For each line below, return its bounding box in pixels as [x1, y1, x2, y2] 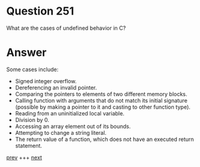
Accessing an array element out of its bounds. [15, 123, 131, 130]
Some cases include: [6, 66, 59, 73]
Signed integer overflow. [15, 77, 77, 84]
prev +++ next [6, 154, 43, 161]
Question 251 [6, 4, 74, 18]
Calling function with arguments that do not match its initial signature [15, 97, 188, 104]
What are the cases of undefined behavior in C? [6, 24, 126, 32]
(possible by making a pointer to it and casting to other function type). [15, 103, 191, 111]
